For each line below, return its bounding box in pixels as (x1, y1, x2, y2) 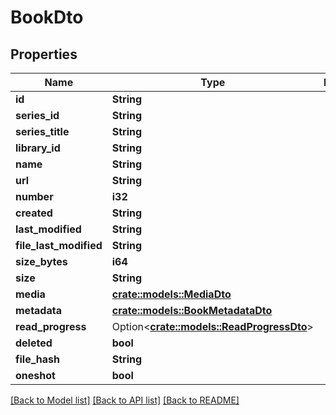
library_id (15, 141, 61, 155)
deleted (15, 336, 53, 350)
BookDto (10, 6, 84, 29)
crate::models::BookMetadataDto (111, 304, 273, 317)
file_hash (15, 352, 61, 366)
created (15, 206, 53, 220)
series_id (15, 109, 60, 122)
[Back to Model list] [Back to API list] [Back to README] (10, 394, 240, 406)
